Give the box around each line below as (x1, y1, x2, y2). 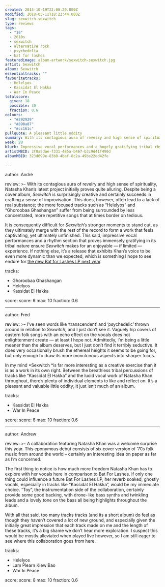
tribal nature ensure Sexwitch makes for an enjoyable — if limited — (5, 243, 142, 248)
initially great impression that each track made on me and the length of (5, 522, 148, 528)
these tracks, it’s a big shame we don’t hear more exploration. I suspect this (5, 527, 158, 533)
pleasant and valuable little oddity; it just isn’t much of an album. (5, 383, 135, 389)
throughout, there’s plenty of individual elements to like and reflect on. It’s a (5, 377, 158, 384)
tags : (5, 26, 16, 31)
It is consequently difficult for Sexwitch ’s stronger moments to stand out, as (5, 222, 158, 228)
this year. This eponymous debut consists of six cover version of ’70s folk (5, 446, 154, 452)
